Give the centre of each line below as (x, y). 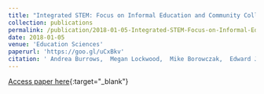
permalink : (26, 30)
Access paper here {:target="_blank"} (68, 81)
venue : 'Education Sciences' (56, 45)
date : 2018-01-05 (37, 37)
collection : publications (50, 23)
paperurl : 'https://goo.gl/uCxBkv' (66, 52)
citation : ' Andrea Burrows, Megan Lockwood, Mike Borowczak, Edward (130, 60)
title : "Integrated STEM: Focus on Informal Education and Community (125, 15)
